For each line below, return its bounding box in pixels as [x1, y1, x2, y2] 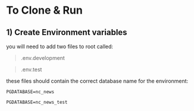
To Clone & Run [6, 4, 83, 17]
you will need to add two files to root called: [6, 43, 114, 50]
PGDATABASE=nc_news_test [6, 99, 68, 105]
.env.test [20, 66, 42, 73]
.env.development [20, 55, 65, 61]
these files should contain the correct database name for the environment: [6, 78, 189, 84]
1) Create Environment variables [6, 27, 127, 37]
